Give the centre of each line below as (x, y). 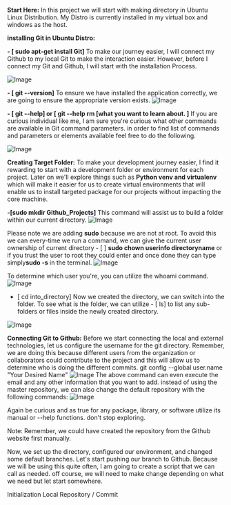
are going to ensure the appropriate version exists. (79, 100)
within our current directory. (47, 220)
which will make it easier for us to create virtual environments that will (106, 184)
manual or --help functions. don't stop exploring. (77, 418)
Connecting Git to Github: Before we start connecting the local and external (115, 338)
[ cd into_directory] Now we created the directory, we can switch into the (121, 297)
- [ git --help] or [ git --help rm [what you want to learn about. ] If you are (112, 114)
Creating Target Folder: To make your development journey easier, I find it (113, 162)
